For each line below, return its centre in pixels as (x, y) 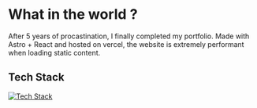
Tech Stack (36, 77)
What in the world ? (73, 14)
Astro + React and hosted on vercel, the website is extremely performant (126, 44)
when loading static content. (54, 52)
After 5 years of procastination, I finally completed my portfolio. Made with (129, 36)
